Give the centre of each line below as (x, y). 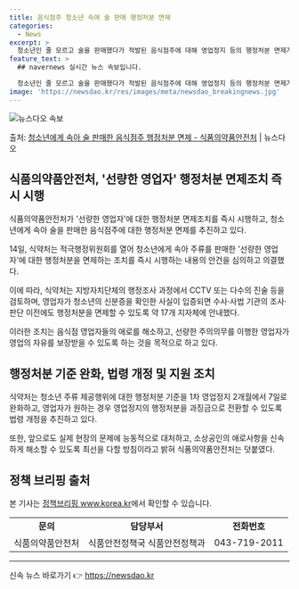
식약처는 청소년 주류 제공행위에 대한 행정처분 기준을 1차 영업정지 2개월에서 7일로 (148, 397)
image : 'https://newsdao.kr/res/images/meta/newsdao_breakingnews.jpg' (145, 91)
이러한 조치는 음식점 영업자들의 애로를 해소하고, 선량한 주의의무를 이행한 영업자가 (149, 332)
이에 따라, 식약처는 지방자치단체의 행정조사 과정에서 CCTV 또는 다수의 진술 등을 (147, 290)
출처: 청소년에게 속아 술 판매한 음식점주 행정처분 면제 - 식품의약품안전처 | (136, 137)
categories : (31, 26)
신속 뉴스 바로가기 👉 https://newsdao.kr (82, 576)
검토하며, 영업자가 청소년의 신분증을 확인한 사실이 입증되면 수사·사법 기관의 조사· (148, 302)
